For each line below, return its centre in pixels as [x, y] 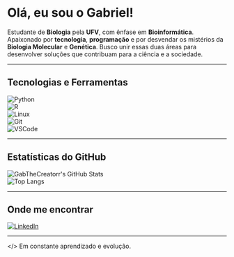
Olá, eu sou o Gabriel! [70, 13]
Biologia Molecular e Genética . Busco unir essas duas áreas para [102, 47]
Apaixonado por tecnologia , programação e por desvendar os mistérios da [116, 39]
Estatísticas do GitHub [57, 157]
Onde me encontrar [50, 209]
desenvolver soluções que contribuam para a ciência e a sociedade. [105, 54]
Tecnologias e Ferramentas [68, 82]
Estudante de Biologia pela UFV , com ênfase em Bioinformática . [101, 32]
